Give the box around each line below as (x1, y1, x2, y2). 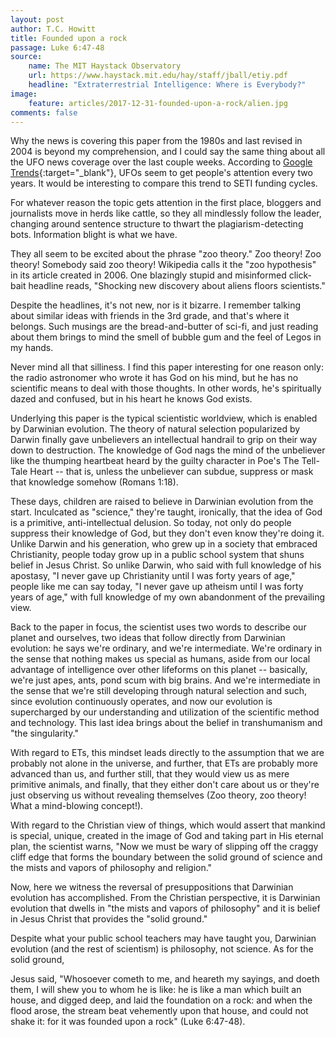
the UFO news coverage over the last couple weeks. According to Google (10, 156, 313, 168)
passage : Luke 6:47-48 (10, 42, 105, 53)
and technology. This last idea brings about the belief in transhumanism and (10, 717, 323, 729)
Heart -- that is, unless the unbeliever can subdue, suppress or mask (29, 466, 314, 478)
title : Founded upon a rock (10, 33, 128, 43)
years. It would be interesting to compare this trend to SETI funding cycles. (10, 177, 318, 190)
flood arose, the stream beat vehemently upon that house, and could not (10, 1005, 309, 1017)
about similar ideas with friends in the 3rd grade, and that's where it (10, 310, 290, 322)
